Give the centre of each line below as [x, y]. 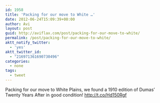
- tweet [18, 75]
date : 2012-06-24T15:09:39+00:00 [40, 19]
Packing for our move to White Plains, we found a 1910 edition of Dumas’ [80, 89]
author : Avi [18, 24]
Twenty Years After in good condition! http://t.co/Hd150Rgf [66, 95]
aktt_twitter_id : [23, 52]
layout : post [19, 29]
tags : [11, 71]
